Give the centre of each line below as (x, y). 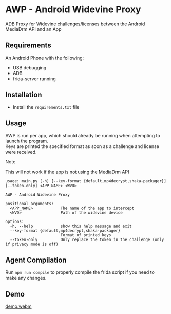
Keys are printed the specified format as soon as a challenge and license (82, 146)
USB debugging (30, 67)
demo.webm (18, 306)
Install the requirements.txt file (46, 107)
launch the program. (27, 141)
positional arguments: (30, 204)
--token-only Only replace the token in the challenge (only (87, 240)
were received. (21, 152)
